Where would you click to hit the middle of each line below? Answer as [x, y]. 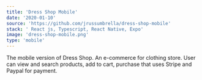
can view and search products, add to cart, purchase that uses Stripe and [99, 64]
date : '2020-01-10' [31, 18]
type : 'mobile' [26, 40]
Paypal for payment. [32, 71]
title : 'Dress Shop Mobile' [42, 12]
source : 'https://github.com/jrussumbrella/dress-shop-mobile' [89, 23]
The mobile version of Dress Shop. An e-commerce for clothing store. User [101, 58]
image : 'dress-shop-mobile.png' [47, 35]
